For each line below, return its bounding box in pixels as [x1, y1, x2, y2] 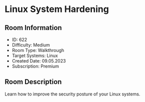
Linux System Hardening [4, 3, 109, 15]
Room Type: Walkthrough [11, 47, 64, 53]
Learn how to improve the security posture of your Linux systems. [4, 91, 140, 97]
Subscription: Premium [11, 63, 59, 69]
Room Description [4, 77, 62, 86]
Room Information [4, 23, 62, 32]
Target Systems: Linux [11, 52, 58, 58]
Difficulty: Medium [11, 42, 50, 48]
